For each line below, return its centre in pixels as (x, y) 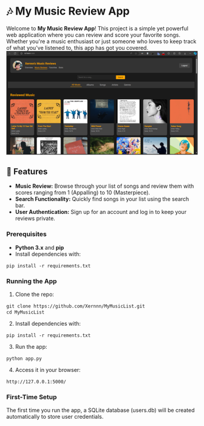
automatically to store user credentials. (55, 417)
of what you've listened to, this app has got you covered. (77, 47)
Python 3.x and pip (39, 247)
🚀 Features (27, 172)
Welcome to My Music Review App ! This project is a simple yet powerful (97, 28)
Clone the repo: (35, 294)
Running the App (32, 281)
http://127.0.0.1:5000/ (36, 382)
